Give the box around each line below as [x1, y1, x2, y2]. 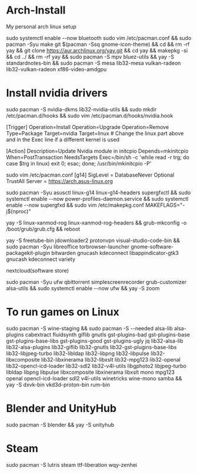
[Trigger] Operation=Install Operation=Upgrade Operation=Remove [6, 123, 169, 130]
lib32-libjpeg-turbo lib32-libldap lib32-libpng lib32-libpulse [6, 350, 150, 357]
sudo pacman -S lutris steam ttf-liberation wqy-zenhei [6, 461, 137, 468]
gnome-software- [130, 243, 174, 250]
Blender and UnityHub [6, 402, 116, 415]
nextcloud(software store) [6, 267, 69, 274]
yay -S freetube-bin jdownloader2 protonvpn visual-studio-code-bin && [6, 237, 181, 244]
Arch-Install [6, 4, 66, 17]
